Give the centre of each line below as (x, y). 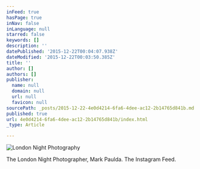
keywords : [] (23, 40)
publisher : (20, 80)
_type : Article (26, 125)
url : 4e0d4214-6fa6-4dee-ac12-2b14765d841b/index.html (77, 119)
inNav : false (23, 23)
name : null (26, 86)
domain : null (28, 91)
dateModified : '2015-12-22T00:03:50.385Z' (61, 57)
